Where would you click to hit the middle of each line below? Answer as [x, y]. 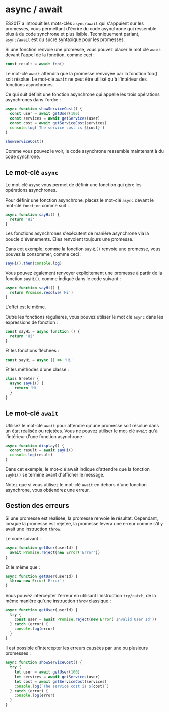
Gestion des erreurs [37, 506]
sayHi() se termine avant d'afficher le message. [55, 475]
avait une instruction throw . [33, 529]
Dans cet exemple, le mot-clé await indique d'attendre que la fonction [77, 469]
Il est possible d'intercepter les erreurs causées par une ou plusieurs [77, 648]
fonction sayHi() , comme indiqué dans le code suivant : [63, 279]
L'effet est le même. [26, 307]
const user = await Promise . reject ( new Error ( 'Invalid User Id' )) [86, 619]
